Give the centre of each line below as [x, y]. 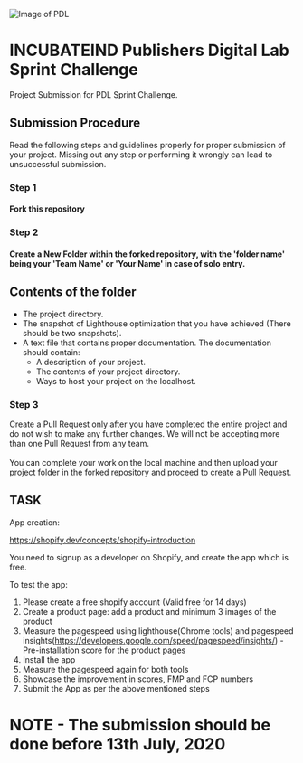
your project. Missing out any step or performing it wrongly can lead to [141, 155]
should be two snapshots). [72, 333]
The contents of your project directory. [108, 372]
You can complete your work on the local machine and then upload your [144, 462]
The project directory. [63, 314]
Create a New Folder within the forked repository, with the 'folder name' [147, 254]
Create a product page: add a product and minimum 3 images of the [149, 611]
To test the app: [38, 584]
